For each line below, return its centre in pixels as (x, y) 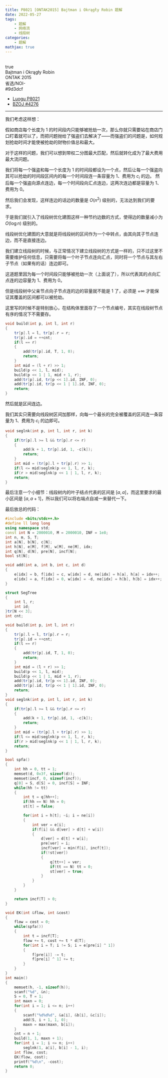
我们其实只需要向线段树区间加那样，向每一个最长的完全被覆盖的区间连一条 (82, 414)
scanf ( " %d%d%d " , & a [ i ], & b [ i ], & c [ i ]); (65, 1015)
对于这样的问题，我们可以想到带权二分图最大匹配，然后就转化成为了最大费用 (84, 153)
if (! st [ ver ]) (54, 853)
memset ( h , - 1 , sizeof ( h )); (42, 987)
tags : (11, 19)
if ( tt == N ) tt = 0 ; (71, 867)
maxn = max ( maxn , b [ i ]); (49, 1024)
